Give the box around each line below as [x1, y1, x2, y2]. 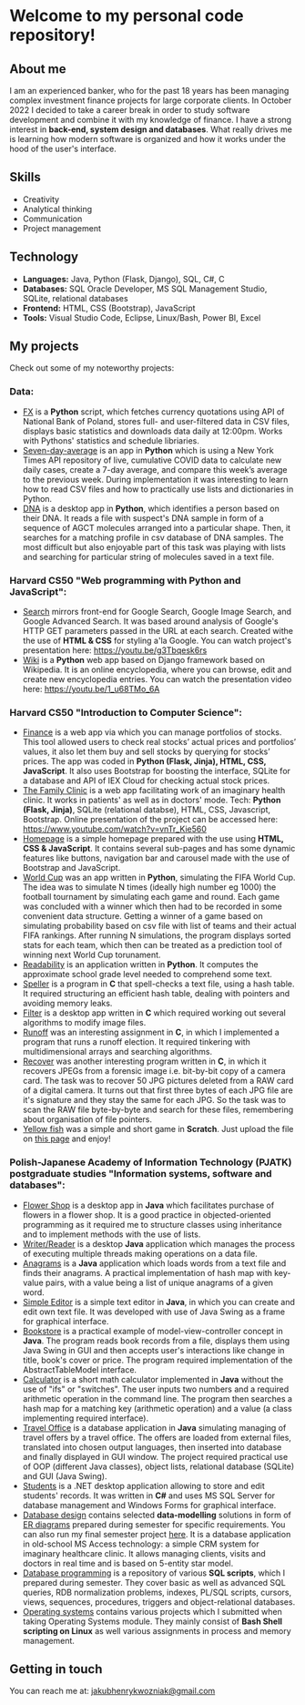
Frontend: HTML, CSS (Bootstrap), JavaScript [22, 302, 196, 313]
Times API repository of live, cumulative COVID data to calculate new [22, 454, 282, 465]
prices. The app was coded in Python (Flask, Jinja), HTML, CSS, [22, 756, 267, 767]
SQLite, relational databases [22, 292, 129, 303]
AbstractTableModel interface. [22, 1363, 137, 1375]
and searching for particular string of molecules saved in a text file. [22, 551, 275, 562]
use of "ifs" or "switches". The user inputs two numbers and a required [22, 1383, 290, 1394]
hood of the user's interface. [9, 143, 117, 154]
